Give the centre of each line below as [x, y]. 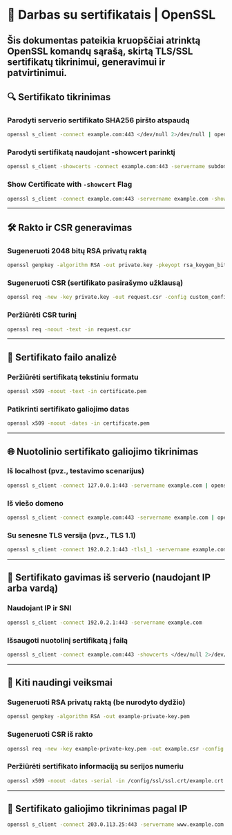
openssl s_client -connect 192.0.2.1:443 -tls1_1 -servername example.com [117, 550]
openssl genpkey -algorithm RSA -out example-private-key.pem [98, 717]
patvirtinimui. [37, 73]
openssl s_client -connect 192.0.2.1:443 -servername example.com [105, 623]
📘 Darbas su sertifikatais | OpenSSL [112, 15]
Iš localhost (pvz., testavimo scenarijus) [76, 471]
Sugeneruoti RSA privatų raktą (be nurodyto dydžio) [96, 702]
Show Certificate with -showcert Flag [70, 185]
